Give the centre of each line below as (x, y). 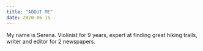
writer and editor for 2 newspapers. (51, 41)
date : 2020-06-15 (28, 18)
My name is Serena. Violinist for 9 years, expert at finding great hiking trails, (102, 35)
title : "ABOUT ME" (30, 12)
